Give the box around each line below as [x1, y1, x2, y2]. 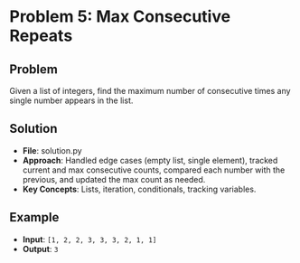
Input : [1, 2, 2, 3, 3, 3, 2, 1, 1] [22, 233, 157, 245]
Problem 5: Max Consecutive [9, 6, 231, 27]
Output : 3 [22, 243, 59, 254]
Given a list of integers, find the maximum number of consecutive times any [9, 86, 291, 96]
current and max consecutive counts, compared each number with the [22, 164, 286, 175]
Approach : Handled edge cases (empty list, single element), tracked [22, 155, 278, 165]
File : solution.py [22, 145, 83, 155]
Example [9, 210, 60, 225]
